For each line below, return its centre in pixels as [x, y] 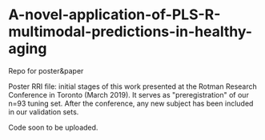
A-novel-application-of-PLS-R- [114, 15]
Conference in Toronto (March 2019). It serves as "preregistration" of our [129, 94]
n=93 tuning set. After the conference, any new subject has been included [131, 103]
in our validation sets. [44, 112]
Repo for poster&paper [46, 70]
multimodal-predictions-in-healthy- [130, 32]
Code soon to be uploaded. [53, 127]
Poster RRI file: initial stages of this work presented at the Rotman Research [133, 86]
